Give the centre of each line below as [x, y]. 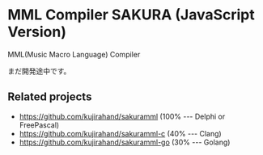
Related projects [50, 97]
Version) [37, 32]
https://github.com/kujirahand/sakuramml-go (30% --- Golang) [125, 142]
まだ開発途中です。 [39, 71]
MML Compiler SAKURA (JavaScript [131, 15]
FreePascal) [39, 125]
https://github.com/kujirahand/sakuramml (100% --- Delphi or [122, 116]
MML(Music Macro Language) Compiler [74, 54]
